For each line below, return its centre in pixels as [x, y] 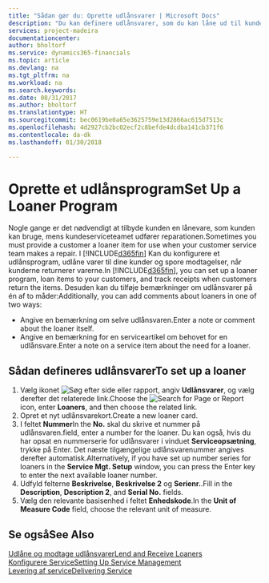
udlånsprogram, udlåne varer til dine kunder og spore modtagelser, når [125, 262]
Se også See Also [51, 535]
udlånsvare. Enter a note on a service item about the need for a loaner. [135, 346]
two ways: [25, 304]
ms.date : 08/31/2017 [43, 98]
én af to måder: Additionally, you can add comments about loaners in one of [132, 296]
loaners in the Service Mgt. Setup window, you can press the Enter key [138, 467]
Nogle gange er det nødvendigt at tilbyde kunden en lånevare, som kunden [132, 228]
